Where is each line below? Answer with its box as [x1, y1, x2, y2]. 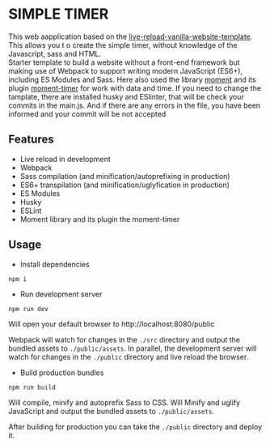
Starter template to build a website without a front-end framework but [8, 57, 240, 67]
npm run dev [8, 304, 49, 313]
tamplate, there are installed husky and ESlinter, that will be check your [8, 92, 244, 101]
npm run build [8, 383, 57, 391]
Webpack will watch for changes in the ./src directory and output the [8, 334, 241, 344]
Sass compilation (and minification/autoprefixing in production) [19, 171, 230, 181]
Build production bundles [19, 368, 104, 377]
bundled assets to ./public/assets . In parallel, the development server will [8, 343, 257, 353]
